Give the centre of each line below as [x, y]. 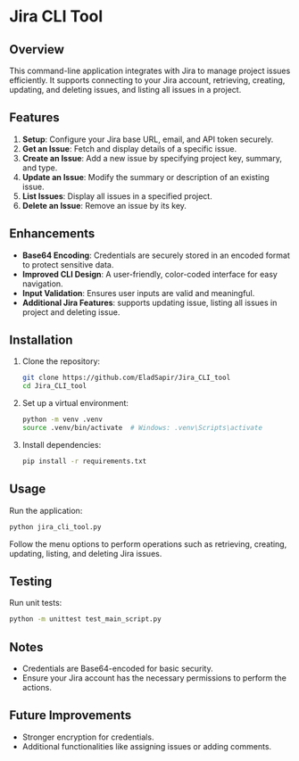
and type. [40, 168]
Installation [41, 340]
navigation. [43, 284]
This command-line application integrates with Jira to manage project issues [150, 70]
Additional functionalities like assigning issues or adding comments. [147, 746]
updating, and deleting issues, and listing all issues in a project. [125, 90]
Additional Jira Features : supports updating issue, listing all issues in [149, 302]
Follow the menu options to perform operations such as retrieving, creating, [148, 544]
